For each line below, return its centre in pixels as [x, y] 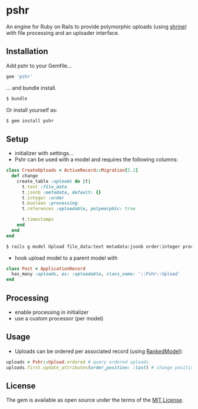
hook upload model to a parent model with [66, 258]
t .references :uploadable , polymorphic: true [78, 209]
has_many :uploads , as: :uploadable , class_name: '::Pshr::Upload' [96, 274]
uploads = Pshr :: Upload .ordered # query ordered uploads [77, 362]
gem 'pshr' [19, 76]
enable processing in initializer [52, 312]
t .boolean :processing [49, 203]
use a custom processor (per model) [59, 318]
